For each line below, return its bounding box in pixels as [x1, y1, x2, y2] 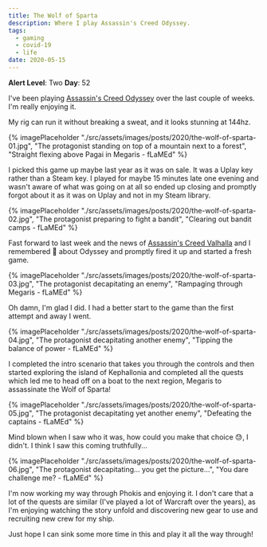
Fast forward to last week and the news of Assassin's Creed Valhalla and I [8, 238, 251, 248]
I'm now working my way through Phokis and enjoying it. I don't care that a [8, 488, 253, 498]
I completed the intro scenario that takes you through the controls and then [8, 359, 255, 369]
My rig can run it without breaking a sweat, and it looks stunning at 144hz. [8, 117, 251, 127]
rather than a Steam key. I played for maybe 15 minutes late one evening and [8, 173, 259, 183]
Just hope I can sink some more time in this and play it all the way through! [8, 529, 253, 538]
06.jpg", [8, 464, 34, 474]
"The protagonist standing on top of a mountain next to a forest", [34, 141, 247, 150]
